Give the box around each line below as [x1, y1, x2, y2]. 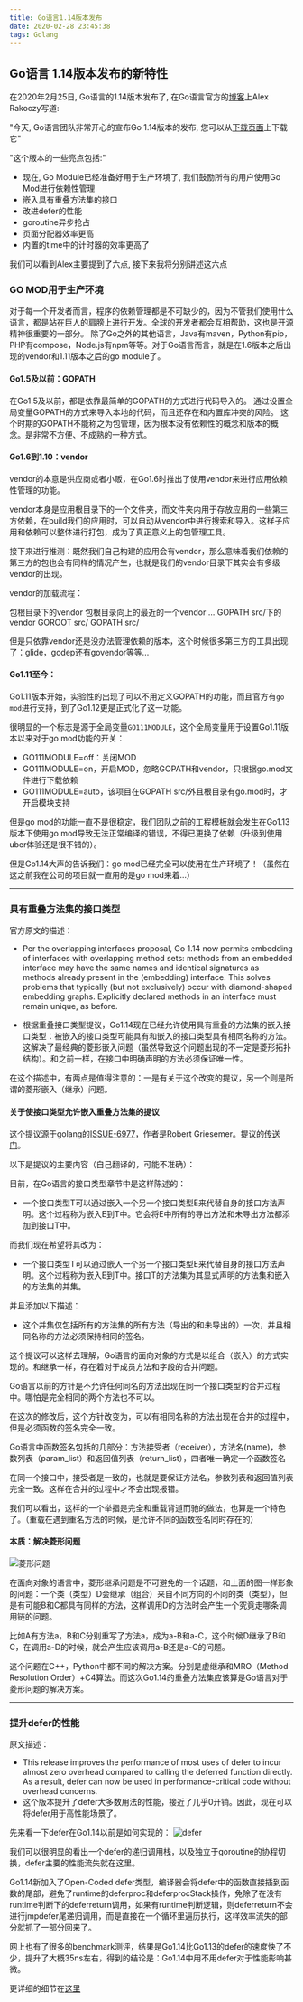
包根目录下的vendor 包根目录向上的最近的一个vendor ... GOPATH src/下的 [9, 607, 282, 618]
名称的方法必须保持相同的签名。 [30, 1330, 150, 1341]
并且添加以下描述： [9, 1299, 81, 1311]
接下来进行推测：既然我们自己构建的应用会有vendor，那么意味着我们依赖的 [9, 545, 289, 556]
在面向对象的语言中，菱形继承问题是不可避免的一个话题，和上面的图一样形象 [9, 1577, 294, 1588]
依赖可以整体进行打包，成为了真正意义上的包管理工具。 [24, 526, 231, 537]
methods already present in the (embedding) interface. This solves [22, 972, 271, 983]
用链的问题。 [9, 1610, 57, 1621]
